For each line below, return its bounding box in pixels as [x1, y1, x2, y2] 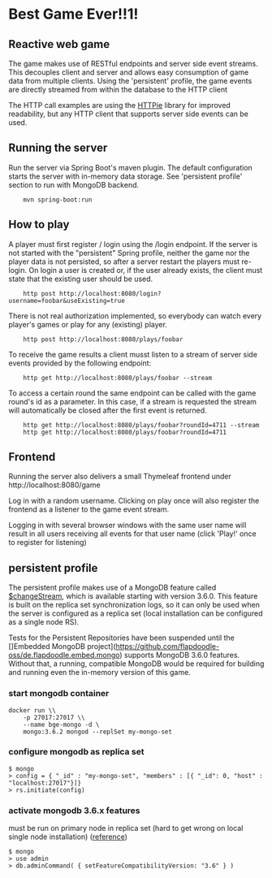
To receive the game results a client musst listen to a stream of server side [8, 349, 258, 359]
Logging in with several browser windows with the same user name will [8, 521, 247, 530]
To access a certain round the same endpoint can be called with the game [8, 387, 257, 398]
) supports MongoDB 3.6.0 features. [119, 651, 240, 660]
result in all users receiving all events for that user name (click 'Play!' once [8, 529, 257, 538]
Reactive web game [8, 37, 110, 51]
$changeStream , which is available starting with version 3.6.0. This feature [8, 591, 258, 601]
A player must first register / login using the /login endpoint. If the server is [8, 239, 258, 249]
